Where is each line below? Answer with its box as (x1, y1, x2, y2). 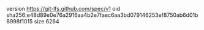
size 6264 (34, 18, 59, 25)
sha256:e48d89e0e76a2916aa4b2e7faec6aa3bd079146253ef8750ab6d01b (6, 11, 198, 19)
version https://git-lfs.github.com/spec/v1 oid (6, 5, 121, 12)
